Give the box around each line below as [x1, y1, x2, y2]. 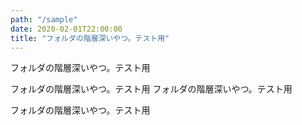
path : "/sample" [10, 14, 78, 25]
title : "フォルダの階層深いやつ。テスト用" [10, 33, 170, 43]
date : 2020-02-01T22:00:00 [10, 24, 123, 34]
